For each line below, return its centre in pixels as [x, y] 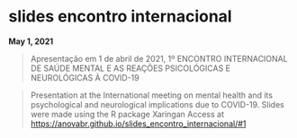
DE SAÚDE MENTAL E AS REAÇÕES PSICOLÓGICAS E [130, 68]
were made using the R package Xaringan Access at [127, 114]
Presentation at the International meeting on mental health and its [152, 95]
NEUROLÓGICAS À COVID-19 [85, 77]
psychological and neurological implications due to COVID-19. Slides [157, 104]
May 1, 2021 [31, 41]
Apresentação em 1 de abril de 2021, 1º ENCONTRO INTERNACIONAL [159, 58]
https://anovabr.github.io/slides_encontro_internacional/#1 [138, 124]
